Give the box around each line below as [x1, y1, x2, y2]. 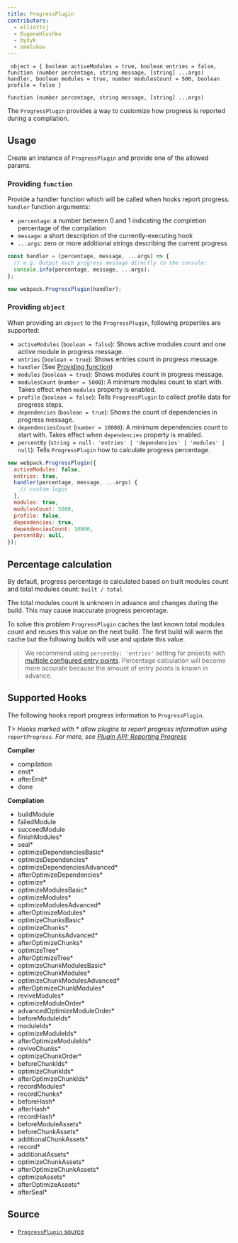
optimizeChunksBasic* [17, 915, 85, 924]
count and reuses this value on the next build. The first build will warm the [7, 627, 223, 636]
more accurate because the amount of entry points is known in [24, 663, 208, 672]
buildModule [17, 810, 55, 818]
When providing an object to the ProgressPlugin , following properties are [7, 318, 221, 327]
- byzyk [13, 37, 37, 44]
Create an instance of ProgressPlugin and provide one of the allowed [7, 154, 209, 162]
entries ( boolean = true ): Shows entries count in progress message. [17, 355, 220, 363]
